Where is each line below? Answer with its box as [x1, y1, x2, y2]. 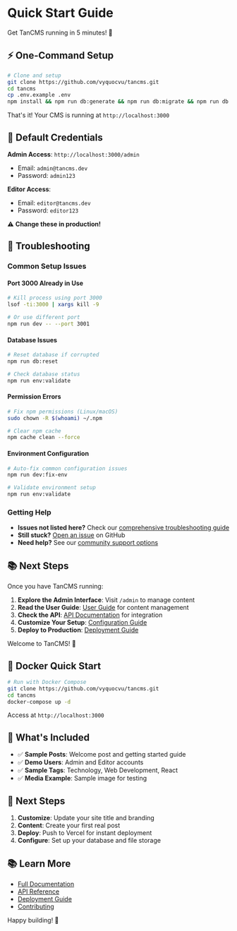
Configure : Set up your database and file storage [17, 836, 161, 845]
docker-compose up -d [7, 698, 71, 705]
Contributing [17, 902, 54, 911]
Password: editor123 [17, 206, 79, 215]
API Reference [17, 887, 60, 896]
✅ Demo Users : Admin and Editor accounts [17, 758, 144, 767]
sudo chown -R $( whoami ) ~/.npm [7, 414, 102, 421]
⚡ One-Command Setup [7, 49, 114, 61]
